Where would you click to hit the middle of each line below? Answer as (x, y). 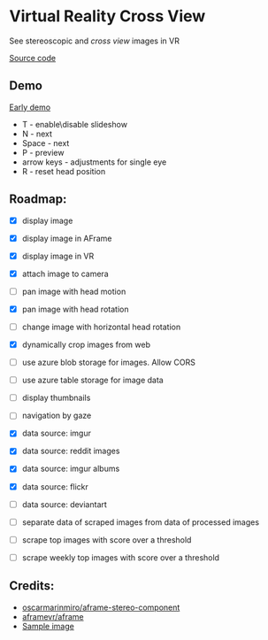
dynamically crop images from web (86, 344)
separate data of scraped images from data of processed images (140, 522)
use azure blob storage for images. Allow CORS (109, 362)
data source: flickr (55, 486)
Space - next (46, 143)
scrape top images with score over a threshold (107, 540)
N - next (37, 134)
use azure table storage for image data (92, 380)
